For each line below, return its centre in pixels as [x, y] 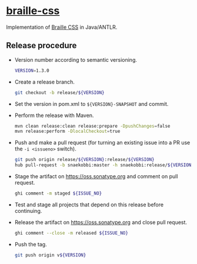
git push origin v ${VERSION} [50, 255]
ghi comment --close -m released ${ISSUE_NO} [71, 233]
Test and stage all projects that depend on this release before [89, 205]
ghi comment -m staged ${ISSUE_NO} [58, 193]
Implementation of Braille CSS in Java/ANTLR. [62, 27]
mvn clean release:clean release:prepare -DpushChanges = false [92, 126]
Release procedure [41, 46]
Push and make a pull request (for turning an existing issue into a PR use [102, 143]
